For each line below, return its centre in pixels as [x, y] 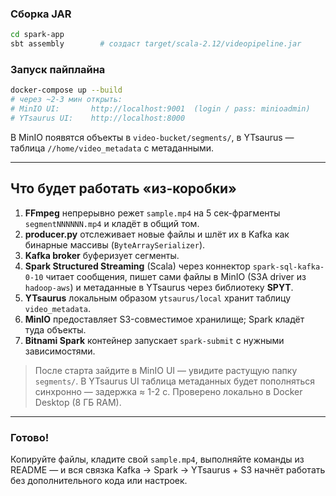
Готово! [30, 437]
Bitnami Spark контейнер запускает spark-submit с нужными [154, 340]
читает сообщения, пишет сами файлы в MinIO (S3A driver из [176, 276]
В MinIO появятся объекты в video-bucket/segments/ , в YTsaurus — [152, 137]
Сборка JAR [41, 14]
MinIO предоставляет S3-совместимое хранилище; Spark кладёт [164, 319]
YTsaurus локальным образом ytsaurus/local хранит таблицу [158, 298]
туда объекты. [55, 329]
